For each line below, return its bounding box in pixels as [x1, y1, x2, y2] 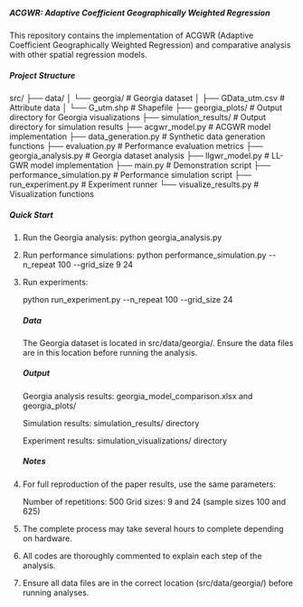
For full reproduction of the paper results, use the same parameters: [22, 479, 276, 490]
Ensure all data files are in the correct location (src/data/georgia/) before [22, 577, 294, 588]
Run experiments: [22, 276, 89, 287]
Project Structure [9, 70, 76, 80]
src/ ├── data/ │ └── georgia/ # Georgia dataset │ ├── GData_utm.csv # [9, 92, 285, 103]
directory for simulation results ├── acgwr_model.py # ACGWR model [9, 121, 271, 132]
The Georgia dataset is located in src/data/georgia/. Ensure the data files [22, 337, 294, 348]
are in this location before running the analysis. [22, 347, 198, 358]
